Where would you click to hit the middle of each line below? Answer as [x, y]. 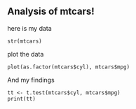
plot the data [26, 54]
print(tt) [22, 99]
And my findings [31, 80]
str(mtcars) [25, 41]
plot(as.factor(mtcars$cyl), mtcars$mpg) [69, 67]
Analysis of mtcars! [51, 12]
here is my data [30, 28]
